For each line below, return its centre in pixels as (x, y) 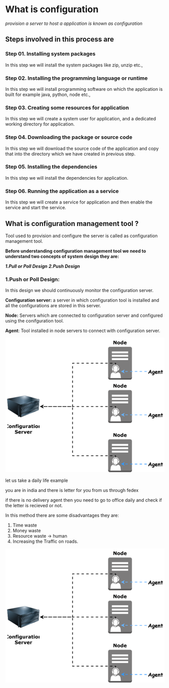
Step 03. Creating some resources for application (67, 108)
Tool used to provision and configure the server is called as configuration (81, 236)
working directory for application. (40, 124)
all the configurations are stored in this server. (53, 306)
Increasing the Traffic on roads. (45, 541)
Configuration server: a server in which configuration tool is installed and (82, 300)
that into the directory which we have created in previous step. (70, 154)
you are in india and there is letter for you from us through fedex (72, 490)
